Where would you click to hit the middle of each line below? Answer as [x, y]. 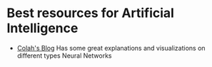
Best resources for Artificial [90, 13]
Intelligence [42, 28]
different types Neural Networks [64, 56]
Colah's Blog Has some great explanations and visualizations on [111, 48]
